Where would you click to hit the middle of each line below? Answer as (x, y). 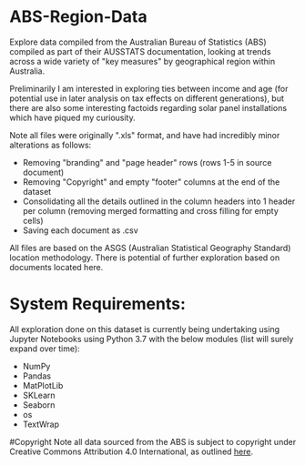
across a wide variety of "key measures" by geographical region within (142, 61)
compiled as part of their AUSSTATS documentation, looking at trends (140, 51)
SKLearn (39, 395)
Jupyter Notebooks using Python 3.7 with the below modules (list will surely (152, 339)
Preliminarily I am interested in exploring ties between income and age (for (149, 88)
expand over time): (45, 349)
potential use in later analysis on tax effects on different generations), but (147, 98)
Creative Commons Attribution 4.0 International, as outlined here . (131, 451)
